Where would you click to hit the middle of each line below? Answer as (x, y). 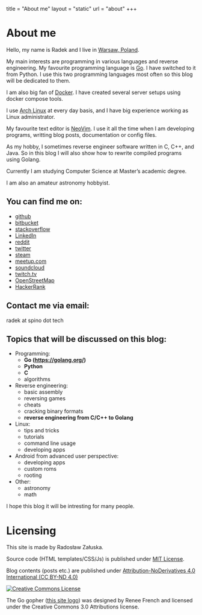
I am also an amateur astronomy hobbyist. (58, 183)
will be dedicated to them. (38, 80)
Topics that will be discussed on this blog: (87, 339)
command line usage (50, 443)
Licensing (31, 531)
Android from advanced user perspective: (67, 456)
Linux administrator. (31, 116)
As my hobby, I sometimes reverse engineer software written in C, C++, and (100, 147)
